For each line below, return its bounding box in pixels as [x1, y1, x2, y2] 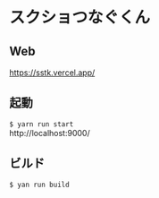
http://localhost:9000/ [9, 127, 91, 138]
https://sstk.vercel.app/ [9, 67, 96, 78]
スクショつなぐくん [9, 7, 151, 28]
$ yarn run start [9, 119, 74, 129]
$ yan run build [9, 180, 70, 189]
